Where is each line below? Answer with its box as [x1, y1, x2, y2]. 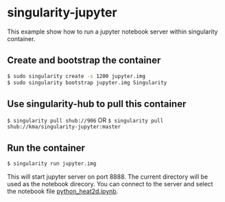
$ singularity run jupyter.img [7, 160, 97, 167]
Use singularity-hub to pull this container [7, 98, 187, 110]
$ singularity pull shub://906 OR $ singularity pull [7, 116, 164, 125]
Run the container [7, 142, 86, 153]
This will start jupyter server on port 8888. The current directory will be [7, 173, 209, 181]
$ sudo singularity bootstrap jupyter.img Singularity [7, 79, 167, 86]
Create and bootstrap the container [7, 55, 161, 66]
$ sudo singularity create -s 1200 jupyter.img [7, 73, 146, 79]
